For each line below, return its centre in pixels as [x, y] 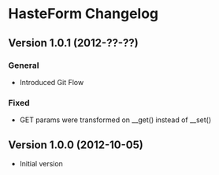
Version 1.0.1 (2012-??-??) [74, 43]
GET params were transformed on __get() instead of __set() [115, 120]
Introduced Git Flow [52, 82]
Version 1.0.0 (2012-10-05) [76, 145]
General [24, 65]
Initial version [41, 163]
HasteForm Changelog [84, 14]
